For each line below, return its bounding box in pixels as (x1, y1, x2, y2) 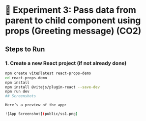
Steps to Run (5, 45, 45, 53)
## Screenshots (5, 93, 36, 99)
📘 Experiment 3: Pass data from (5, 4, 137, 16)
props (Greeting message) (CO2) (5, 26, 142, 36)
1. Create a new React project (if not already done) (5, 60, 127, 66)
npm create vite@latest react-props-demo (5, 71, 91, 76)
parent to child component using (5, 15, 141, 26)
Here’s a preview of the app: (5, 103, 67, 108)
